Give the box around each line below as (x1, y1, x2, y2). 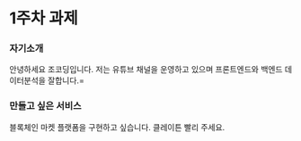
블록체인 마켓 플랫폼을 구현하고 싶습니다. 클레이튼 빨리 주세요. (9, 121, 226, 132)
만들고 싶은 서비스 (9, 100, 83, 112)
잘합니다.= (48, 75, 85, 86)
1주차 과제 (9, 8, 78, 29)
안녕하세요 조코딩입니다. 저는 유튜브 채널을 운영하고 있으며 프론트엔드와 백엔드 (9, 64, 283, 75)
